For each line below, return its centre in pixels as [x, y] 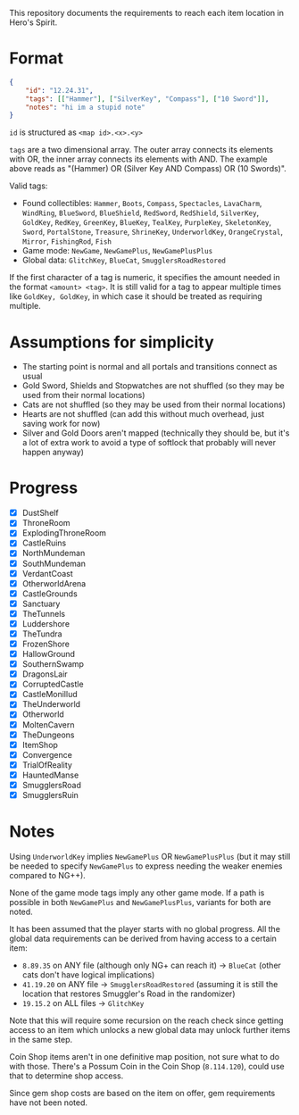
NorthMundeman [54, 553]
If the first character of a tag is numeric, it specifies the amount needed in [145, 278]
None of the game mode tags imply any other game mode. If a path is [137, 893]
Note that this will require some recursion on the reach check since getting [146, 1020]
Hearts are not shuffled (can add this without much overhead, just [143, 414]
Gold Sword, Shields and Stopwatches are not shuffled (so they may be [153, 386]
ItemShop [40, 745]
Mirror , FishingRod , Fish [66, 241]
